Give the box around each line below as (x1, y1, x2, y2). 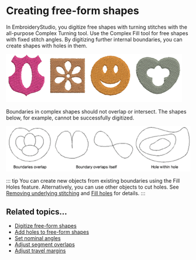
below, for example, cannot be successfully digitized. (6, 114, 135, 121)
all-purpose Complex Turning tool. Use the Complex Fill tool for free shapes (6, 29, 188, 36)
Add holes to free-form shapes (14, 228, 90, 235)
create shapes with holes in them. (6, 42, 88, 49)
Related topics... (6, 207, 67, 217)
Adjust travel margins (14, 247, 66, 254)
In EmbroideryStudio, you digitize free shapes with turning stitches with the (6, 23, 187, 30)
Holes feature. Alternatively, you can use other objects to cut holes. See (6, 183, 180, 191)
